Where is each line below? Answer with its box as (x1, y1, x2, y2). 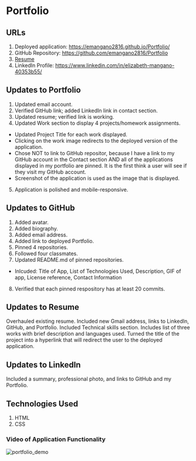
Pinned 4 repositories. (14, 243, 69, 250)
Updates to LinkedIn (6, 360, 81, 370)
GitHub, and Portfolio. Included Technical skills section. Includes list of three (6, 324, 190, 331)
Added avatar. (14, 219, 49, 226)
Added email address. (14, 231, 68, 238)
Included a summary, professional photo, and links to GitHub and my (6, 375, 172, 383)
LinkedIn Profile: (14, 62, 54, 69)
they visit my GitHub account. (14, 168, 86, 175)
